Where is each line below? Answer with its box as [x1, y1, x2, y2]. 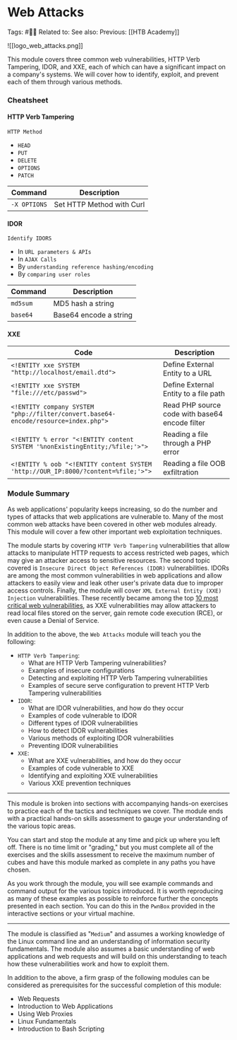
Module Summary [7, 489, 70, 498]
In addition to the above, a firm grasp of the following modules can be [7, 973, 210, 981]
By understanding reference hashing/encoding [17, 262, 154, 271]
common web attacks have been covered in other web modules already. [7, 520, 217, 528]
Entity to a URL [163, 368, 212, 378]
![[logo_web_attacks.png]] [7, 41, 83, 49]
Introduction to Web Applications [17, 1002, 114, 1010]
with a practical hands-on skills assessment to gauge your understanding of [7, 814, 228, 822]
